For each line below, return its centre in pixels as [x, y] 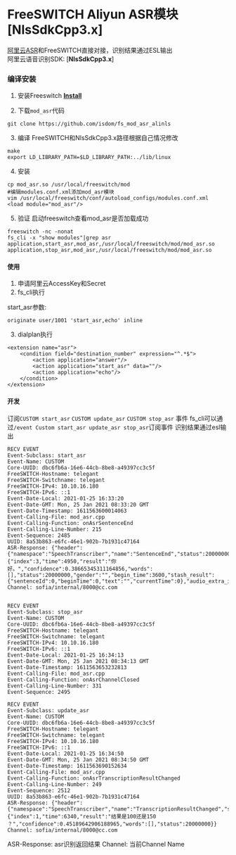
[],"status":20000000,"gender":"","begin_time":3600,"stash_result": [111, 575]
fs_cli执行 [31, 292]
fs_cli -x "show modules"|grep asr [59, 238]
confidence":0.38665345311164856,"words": [90, 569]
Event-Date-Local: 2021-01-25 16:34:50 [66, 754]
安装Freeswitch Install [50, 96]
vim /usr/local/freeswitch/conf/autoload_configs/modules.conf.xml [108, 198]
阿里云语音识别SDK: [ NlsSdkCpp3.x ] [61, 59]
